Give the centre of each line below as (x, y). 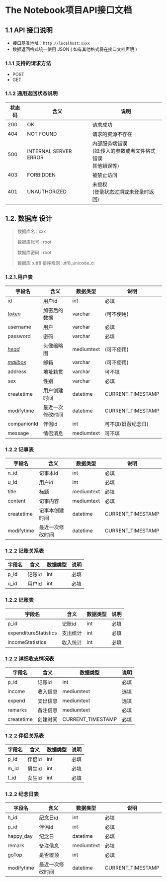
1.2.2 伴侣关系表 (25, 735)
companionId (23, 424)
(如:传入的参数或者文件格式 (124, 151)
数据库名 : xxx (32, 231)
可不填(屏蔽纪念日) (127, 424)
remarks (17, 710)
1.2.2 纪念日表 (22, 794)
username (19, 327)
